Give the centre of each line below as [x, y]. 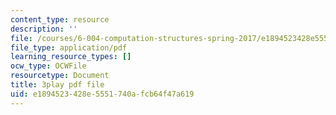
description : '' [44, 29]
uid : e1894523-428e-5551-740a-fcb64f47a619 [102, 94]
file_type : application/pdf [69, 47]
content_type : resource [60, 19]
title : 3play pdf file [57, 85]
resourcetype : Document [60, 76]
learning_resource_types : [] [71, 57]
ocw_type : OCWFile [48, 66]
